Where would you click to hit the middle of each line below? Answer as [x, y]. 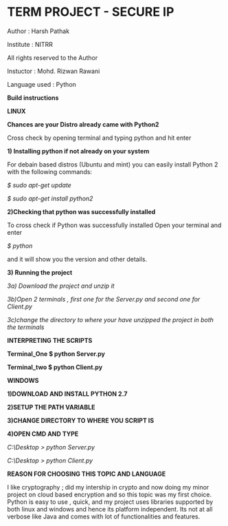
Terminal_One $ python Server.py [56, 354]
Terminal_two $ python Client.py [55, 367]
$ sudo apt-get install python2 [50, 198]
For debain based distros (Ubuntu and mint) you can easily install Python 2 [113, 164]
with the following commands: [50, 171]
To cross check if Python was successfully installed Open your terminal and [114, 225]
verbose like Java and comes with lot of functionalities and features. [104, 516]
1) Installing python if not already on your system [78, 151]
